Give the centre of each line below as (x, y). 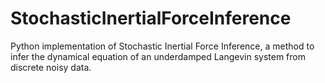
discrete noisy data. (51, 67)
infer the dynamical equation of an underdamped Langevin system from (158, 56)
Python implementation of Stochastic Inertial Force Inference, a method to (162, 46)
